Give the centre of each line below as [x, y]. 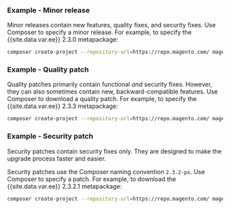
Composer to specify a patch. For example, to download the [92, 179]
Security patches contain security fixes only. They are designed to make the [114, 151]
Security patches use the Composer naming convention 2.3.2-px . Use [106, 171]
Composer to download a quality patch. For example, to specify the [102, 99]
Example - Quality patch [48, 70]
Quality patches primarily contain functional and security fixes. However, [110, 85]
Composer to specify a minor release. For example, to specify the [99, 32]
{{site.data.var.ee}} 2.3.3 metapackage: [63, 106]
